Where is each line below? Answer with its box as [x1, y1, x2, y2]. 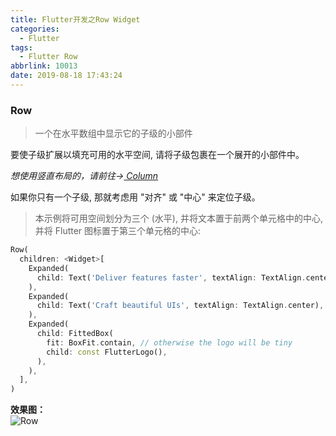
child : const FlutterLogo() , [46, 347, 168, 357]
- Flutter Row [19, 52, 78, 62]
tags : [10, 42, 33, 53]
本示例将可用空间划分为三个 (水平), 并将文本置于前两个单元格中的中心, [34, 212, 323, 225]
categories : [10, 24, 60, 34]
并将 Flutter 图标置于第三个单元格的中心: [34, 225, 202, 237]
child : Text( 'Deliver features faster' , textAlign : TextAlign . [36, 272, 307, 283]
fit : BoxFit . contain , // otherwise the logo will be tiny [46, 337, 293, 348]
